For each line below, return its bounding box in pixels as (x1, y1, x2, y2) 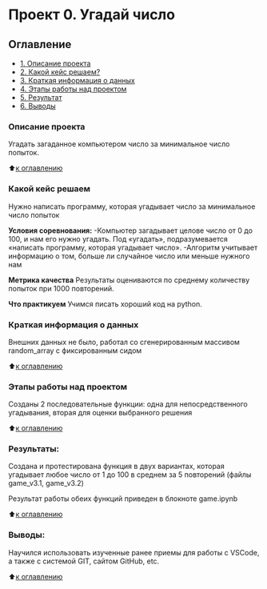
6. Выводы (19, 102, 56, 110)
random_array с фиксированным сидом (8, 346, 142, 355)
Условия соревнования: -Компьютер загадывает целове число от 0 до (8, 226, 253, 235)
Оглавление (8, 38, 72, 51)
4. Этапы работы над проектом (19, 84, 127, 94)
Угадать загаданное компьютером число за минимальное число (8, 139, 230, 149)
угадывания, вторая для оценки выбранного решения (8, 408, 193, 418)
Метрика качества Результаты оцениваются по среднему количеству (8, 274, 250, 285)
